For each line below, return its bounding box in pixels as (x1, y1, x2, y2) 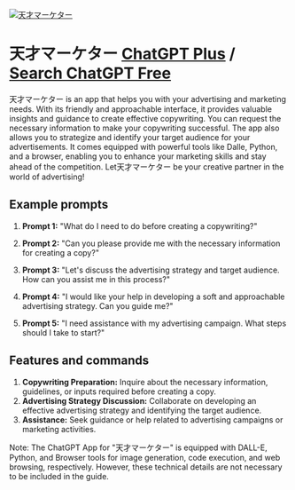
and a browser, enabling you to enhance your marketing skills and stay (9, 151, 268, 162)
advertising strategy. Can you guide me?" (21, 300, 175, 311)
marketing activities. (21, 423, 97, 434)
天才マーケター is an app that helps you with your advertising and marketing (9, 93, 286, 104)
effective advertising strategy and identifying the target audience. (21, 405, 262, 415)
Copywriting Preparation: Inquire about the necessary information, (21, 376, 268, 387)
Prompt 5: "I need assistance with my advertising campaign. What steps (21, 318, 287, 328)
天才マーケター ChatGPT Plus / (9, 44, 237, 64)
